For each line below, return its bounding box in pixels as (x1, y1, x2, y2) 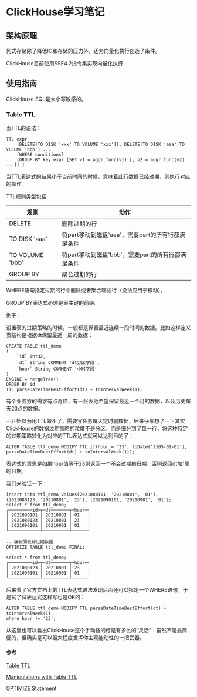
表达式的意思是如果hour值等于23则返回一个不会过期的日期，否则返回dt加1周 (6, 460, 190, 468)
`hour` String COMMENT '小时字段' (16, 366, 98, 372)
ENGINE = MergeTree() (6, 376, 59, 382)
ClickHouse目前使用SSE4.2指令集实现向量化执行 (6, 60, 123, 66)
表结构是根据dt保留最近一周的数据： (6, 332, 94, 339)
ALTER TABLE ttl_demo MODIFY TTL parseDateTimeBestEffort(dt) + (6, 605, 167, 612)
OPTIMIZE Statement (6, 685, 57, 692)
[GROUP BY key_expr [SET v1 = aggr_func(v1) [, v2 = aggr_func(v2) (16, 157, 185, 163)
